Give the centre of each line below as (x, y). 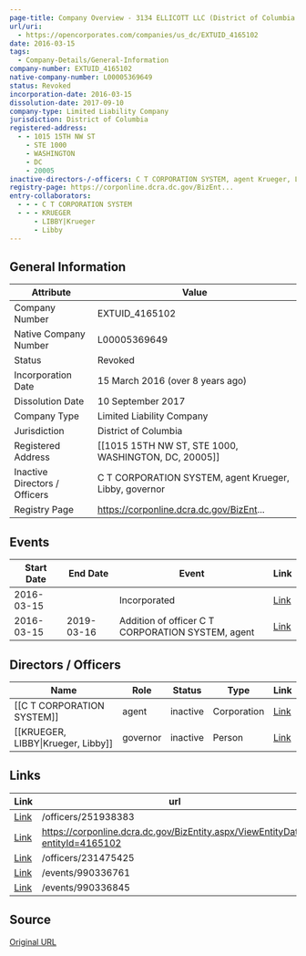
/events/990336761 (86, 872)
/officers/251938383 (88, 816)
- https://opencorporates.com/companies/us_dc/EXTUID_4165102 (138, 35)
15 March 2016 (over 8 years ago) (172, 381)
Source (31, 920)
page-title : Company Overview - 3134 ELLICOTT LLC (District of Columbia (153, 18)
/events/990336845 (86, 888)
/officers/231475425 (88, 857)
